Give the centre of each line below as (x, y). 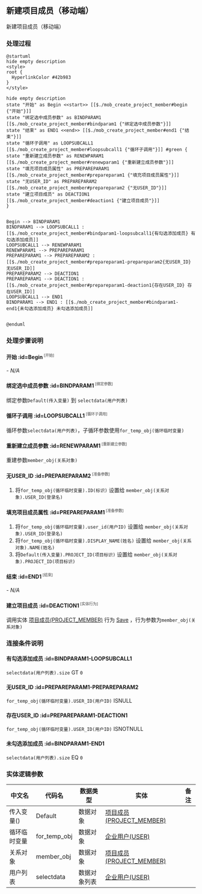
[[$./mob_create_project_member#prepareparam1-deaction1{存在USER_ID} (96, 285)
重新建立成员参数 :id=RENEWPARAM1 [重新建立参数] (67, 445)
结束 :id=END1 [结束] (29, 576)
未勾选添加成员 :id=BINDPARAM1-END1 (56, 744)
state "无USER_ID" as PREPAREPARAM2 (52, 182)
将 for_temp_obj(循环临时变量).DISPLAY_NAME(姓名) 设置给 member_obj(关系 (103, 541)
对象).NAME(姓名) (35, 548)
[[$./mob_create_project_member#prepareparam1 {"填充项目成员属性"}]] (93, 175)
